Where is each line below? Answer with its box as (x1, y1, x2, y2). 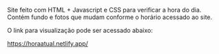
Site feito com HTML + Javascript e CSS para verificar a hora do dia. (7, 6, 202, 14)
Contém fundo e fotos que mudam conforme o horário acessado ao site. (7, 13, 213, 21)
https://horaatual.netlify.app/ (7, 40, 88, 47)
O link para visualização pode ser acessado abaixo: (7, 27, 153, 34)
